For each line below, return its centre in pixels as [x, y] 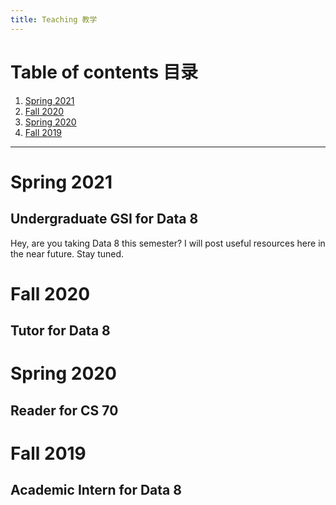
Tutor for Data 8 [60, 331]
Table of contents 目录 [104, 72]
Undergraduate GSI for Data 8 [104, 219]
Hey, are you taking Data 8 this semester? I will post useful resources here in [168, 243]
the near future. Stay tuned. [67, 253]
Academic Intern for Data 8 [96, 490]
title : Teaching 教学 [54, 19]
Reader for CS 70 [64, 410]
